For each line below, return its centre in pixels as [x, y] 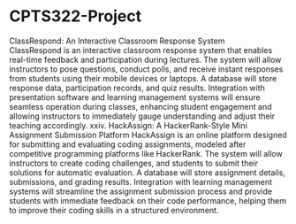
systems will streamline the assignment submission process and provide [140, 191]
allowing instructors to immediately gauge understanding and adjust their [142, 116]
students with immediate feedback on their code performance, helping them [148, 200]
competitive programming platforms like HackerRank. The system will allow [146, 153]
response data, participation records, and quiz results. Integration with [137, 88]
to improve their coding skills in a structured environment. [114, 210]
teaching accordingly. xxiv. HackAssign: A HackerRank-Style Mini [128, 125]
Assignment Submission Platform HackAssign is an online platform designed [148, 135]
